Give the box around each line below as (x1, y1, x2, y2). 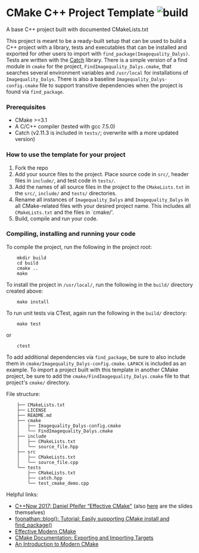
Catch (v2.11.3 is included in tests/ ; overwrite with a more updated (14, 129, 179, 137)
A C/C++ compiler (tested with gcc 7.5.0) (14, 123, 116, 130)
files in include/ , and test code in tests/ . (14, 177, 116, 184)
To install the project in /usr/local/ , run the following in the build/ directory (6, 281, 194, 288)
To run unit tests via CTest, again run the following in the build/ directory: (6, 309, 187, 317)
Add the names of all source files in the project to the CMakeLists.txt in (14, 183, 190, 191)
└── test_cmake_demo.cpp (27, 480, 89, 486)
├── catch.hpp (27, 475, 63, 481)
